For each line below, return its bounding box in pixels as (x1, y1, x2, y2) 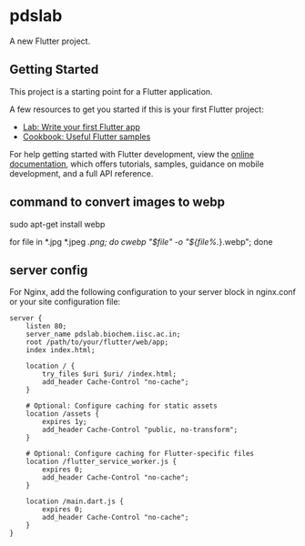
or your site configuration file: (9, 297, 121, 308)
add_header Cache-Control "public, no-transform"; (42, 425, 239, 435)
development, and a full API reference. (9, 167, 154, 178)
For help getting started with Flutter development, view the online (9, 148, 255, 159)
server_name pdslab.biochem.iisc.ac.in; (25, 329, 181, 339)
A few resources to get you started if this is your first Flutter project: (9, 104, 264, 115)
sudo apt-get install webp (9, 218, 106, 229)
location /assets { (25, 409, 100, 419)
